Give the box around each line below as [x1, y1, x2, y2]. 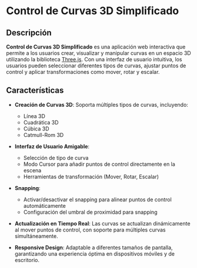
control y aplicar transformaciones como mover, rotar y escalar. [6, 68, 160, 75]
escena [23, 166, 42, 174]
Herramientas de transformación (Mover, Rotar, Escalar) [23, 173, 159, 180]
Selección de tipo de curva [23, 154, 89, 161]
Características [6, 86, 64, 96]
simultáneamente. [14, 232, 58, 240]
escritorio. [14, 256, 40, 263]
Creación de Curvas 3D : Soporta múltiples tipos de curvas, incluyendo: [14, 101, 188, 108]
